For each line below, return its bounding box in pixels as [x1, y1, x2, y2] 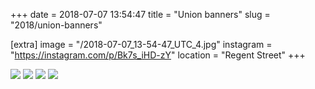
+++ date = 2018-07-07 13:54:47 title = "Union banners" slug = [10, 9, 271, 20]
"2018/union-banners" [10, 19, 103, 31]
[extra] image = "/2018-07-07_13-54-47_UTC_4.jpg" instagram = [10, 39, 273, 50]
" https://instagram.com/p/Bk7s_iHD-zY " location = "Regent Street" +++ [10, 49, 306, 61]
